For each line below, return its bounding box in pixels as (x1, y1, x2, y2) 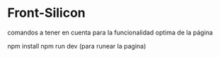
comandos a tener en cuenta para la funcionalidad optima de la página (7, 28, 214, 37)
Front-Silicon (7, 5, 86, 21)
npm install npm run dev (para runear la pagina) (7, 42, 146, 50)
